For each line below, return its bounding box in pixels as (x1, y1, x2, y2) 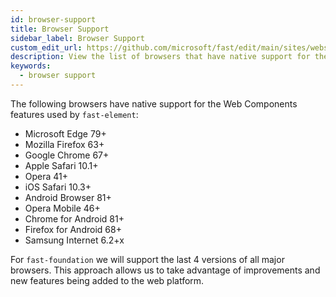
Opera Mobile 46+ (24, 202, 101, 214)
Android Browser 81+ (24, 191, 112, 203)
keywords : (10, 61, 52, 71)
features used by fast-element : (10, 108, 139, 120)
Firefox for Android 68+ (24, 223, 122, 235)
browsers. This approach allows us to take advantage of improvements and (10, 264, 321, 276)
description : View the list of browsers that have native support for (10, 52, 311, 62)
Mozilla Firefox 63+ (24, 138, 105, 150)
